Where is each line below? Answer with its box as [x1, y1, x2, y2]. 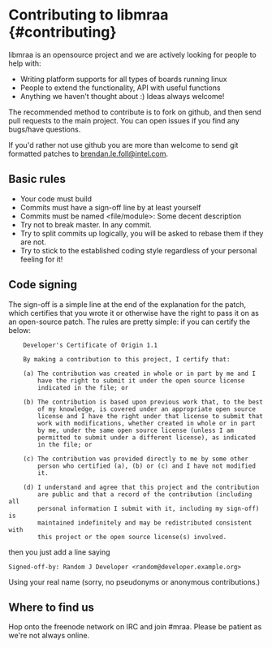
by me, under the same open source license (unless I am [37, 426, 234, 434]
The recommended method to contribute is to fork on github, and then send [8, 107, 261, 117]
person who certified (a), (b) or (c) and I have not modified [37, 461, 256, 470]
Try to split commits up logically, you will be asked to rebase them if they [19, 228, 264, 238]
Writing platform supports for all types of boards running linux [19, 74, 227, 84]
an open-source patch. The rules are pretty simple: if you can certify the [8, 317, 250, 326]
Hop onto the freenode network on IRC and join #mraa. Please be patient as [8, 622, 262, 632]
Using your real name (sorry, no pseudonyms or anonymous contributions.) [8, 577, 261, 586]
